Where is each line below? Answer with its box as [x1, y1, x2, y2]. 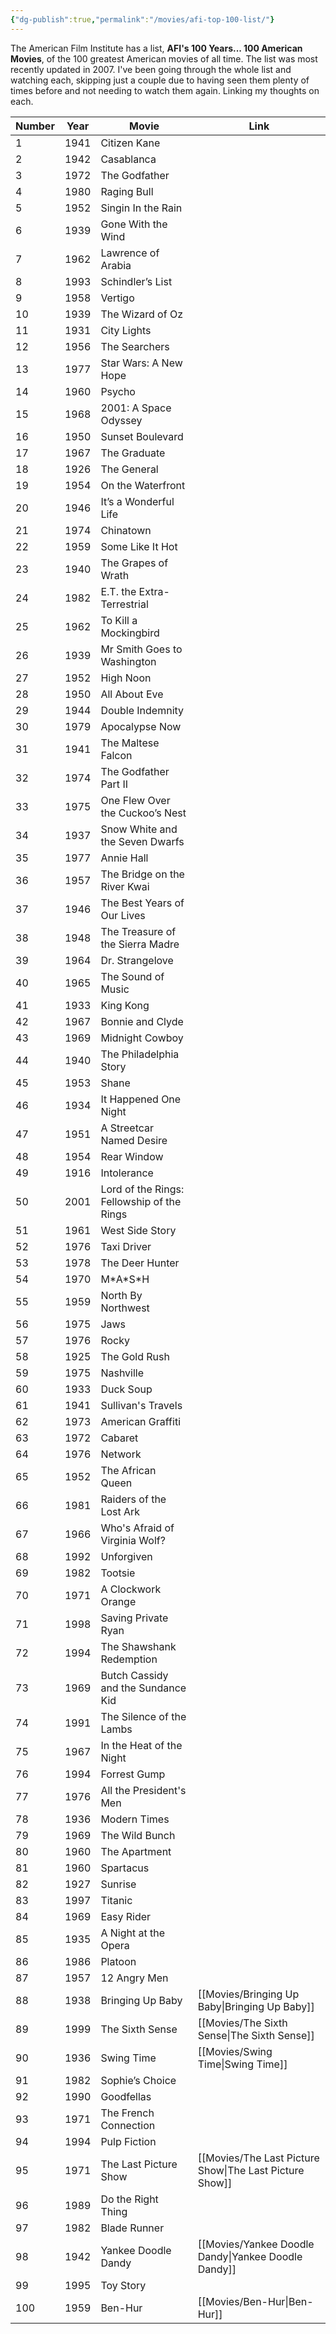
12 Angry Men [100, 1971, 169, 1985]
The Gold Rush [100, 1349, 170, 1363]
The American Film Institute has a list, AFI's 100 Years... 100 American [10, 42, 303, 54]
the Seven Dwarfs [100, 834, 185, 848]
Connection [100, 2118, 156, 2132]
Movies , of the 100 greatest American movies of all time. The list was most [10, 52, 318, 65]
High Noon [100, 671, 152, 685]
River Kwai [100, 879, 150, 893]
